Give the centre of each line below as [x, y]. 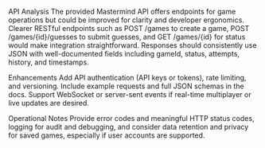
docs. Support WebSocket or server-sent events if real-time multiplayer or [130, 94]
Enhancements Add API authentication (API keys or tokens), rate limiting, [127, 78]
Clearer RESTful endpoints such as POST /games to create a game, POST [129, 28]
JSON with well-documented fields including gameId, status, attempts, [124, 54]
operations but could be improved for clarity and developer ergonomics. [127, 20]
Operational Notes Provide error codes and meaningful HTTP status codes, [131, 118]
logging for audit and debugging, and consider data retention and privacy [129, 127]
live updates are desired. [49, 103]
